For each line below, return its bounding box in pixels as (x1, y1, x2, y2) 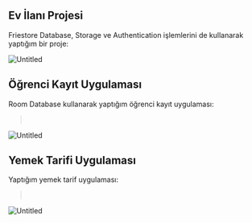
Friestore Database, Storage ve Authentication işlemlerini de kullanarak (8, 30, 244, 39)
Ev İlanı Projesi (8, 9, 84, 23)
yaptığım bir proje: (8, 39, 69, 48)
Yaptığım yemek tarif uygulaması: (8, 175, 119, 184)
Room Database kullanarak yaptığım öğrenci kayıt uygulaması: (8, 99, 215, 109)
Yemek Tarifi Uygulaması (8, 154, 137, 167)
